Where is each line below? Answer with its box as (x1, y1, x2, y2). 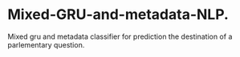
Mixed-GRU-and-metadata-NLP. (7, 6, 230, 24)
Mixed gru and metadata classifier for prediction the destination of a (7, 32, 233, 41)
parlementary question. (7, 40, 85, 49)
